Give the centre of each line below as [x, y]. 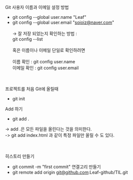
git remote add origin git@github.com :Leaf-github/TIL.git [70, 172]
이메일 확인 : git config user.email [45, 68]
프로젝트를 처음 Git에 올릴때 [32, 89]
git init [19, 99]
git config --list [27, 39]
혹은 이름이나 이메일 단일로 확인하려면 [49, 50]
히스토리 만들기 [20, 156]
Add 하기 [14, 109]
